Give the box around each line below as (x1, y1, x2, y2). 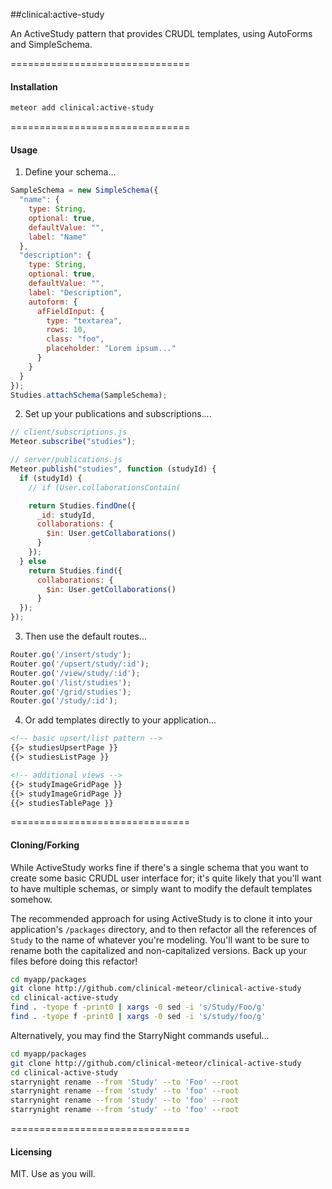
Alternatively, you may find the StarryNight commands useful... (10, 1029, 270, 1041)
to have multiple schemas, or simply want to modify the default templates (10, 882, 313, 894)
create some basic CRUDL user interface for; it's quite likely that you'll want (10, 872, 322, 884)
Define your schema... (24, 166, 117, 178)
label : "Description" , (28, 287, 123, 298)
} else (19, 556, 47, 566)
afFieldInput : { (36, 306, 105, 316)
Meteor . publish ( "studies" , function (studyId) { (10, 464, 217, 474)
